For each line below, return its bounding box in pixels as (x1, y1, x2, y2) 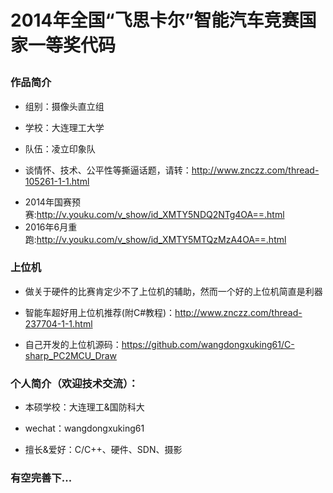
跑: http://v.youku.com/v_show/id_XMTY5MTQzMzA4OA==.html (24, 233, 287, 245)
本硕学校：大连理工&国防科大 (24, 401, 145, 413)
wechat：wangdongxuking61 (24, 422, 145, 435)
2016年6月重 (24, 221, 78, 233)
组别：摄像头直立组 (24, 100, 105, 112)
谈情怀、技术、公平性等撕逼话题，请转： (24, 164, 192, 176)
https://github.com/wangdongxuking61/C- (121, 338, 295, 350)
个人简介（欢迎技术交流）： (10, 376, 139, 390)
